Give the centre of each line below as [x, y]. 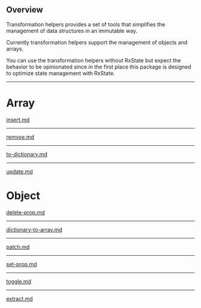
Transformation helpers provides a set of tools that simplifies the [86, 24]
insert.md [18, 119]
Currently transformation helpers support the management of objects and [97, 42]
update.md [19, 171]
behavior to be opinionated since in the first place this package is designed [99, 67]
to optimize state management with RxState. [61, 73]
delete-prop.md [25, 212]
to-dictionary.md [27, 154]
